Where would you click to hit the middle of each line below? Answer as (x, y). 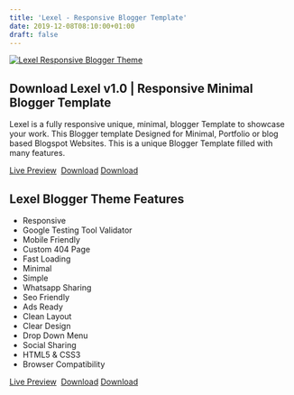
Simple (35, 278)
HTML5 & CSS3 (51, 354)
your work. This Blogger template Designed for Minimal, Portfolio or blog (144, 134)
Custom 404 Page (56, 249)
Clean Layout (47, 316)
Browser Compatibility (64, 364)
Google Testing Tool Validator (77, 230)
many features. (37, 153)
